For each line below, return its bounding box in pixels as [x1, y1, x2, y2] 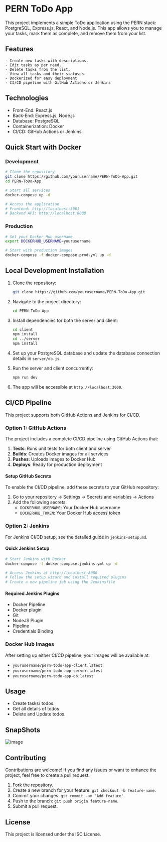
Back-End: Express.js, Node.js [12, 112, 75, 118]
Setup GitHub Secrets [5, 473, 52, 479]
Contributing [5, 754, 46, 762]
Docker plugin [12, 607, 42, 613]
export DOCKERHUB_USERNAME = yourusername [5, 239, 91, 244]
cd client [12, 327, 34, 332]
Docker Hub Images [5, 641, 54, 648]
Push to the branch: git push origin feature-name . [12, 798, 119, 804]
